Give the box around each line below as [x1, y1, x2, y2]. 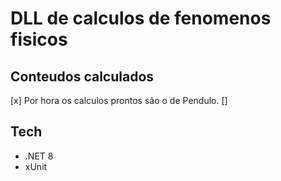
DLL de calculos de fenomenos [10, 7, 272, 30]
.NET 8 [24, 150, 54, 162]
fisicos [10, 28, 68, 51]
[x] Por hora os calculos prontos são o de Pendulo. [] [10, 95, 228, 106]
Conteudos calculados [10, 68, 155, 85]
